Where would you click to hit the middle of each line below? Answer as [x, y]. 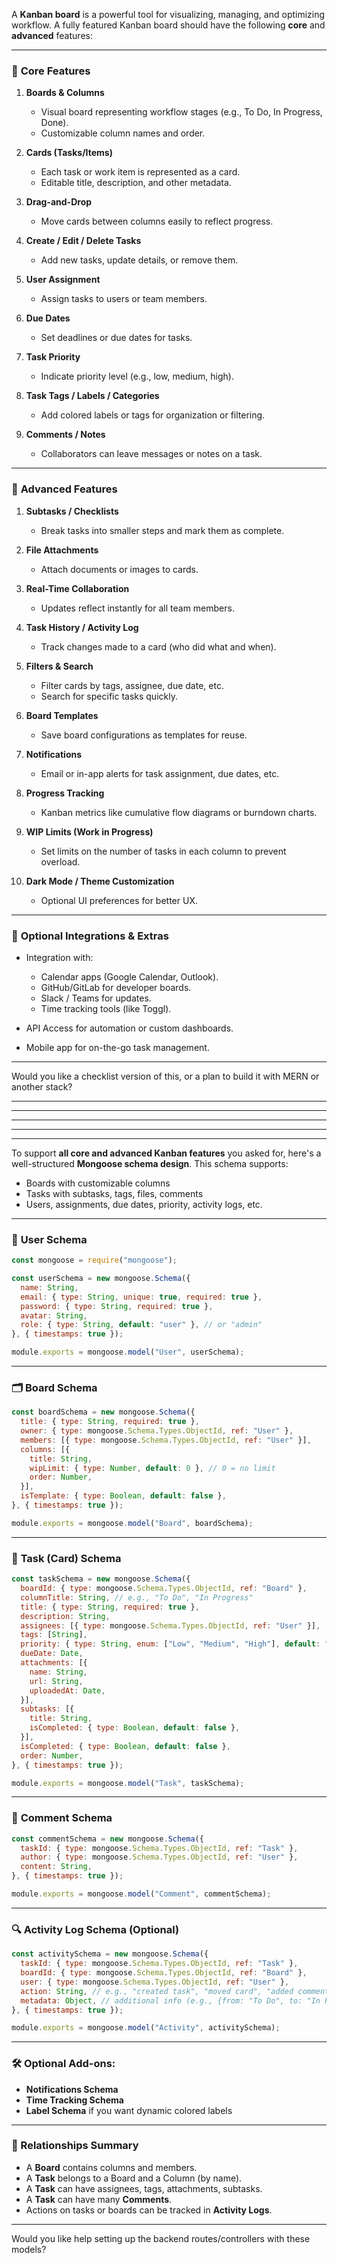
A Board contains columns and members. [111, 2167]
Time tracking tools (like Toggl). [106, 1008]
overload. [60, 861]
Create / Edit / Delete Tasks [83, 241]
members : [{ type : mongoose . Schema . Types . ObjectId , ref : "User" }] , [166, 1440]
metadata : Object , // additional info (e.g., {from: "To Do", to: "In [170, 2000]
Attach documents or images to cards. [119, 569]
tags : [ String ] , [54, 1635]
